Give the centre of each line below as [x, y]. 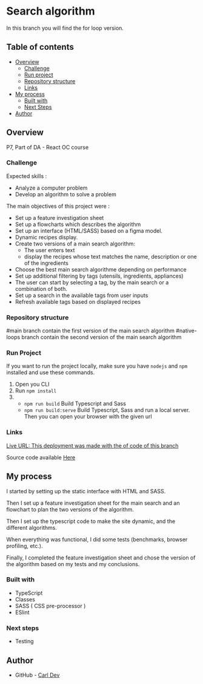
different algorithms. [32, 527]
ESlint [22, 612]
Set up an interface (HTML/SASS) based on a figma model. [88, 231]
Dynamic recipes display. [46, 237]
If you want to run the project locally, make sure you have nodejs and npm [97, 366]
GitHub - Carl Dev [37, 675]
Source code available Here [41, 457]
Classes [25, 599]
